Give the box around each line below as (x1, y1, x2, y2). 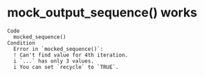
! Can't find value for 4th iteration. (13, 52, 129, 58)
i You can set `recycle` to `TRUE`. (13, 63, 119, 70)
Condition (7, 39, 36, 46)
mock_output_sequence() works (7, 5, 198, 21)
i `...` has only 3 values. (13, 57, 95, 65)
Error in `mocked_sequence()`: (13, 45, 104, 52)
